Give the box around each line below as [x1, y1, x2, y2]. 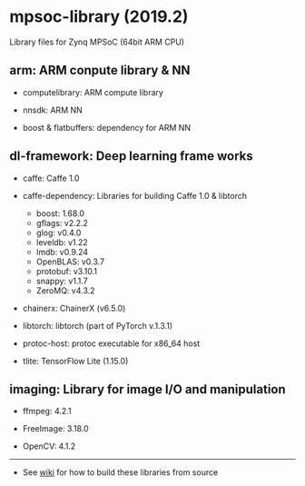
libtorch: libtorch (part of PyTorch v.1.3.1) [22, 320, 173, 331]
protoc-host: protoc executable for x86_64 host [22, 338, 201, 349]
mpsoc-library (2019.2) [9, 6, 189, 27]
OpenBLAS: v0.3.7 [35, 256, 105, 267]
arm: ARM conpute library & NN [9, 63, 191, 78]
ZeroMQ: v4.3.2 [35, 284, 95, 296]
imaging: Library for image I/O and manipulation [9, 382, 286, 397]
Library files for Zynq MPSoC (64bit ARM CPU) [9, 36, 184, 47]
